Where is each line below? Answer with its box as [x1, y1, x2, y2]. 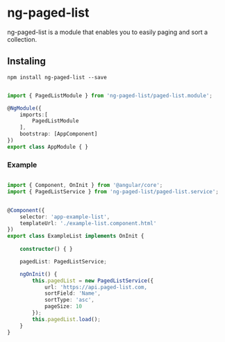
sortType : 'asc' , [44, 297, 95, 304]
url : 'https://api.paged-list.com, [44, 284, 148, 291]
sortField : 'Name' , [44, 290, 101, 297]
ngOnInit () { [19, 270, 58, 277]
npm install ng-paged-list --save [7, 74, 108, 81]
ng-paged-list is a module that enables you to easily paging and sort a [7, 28, 208, 36]
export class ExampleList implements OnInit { [7, 233, 144, 240]
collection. [7, 35, 37, 43]
